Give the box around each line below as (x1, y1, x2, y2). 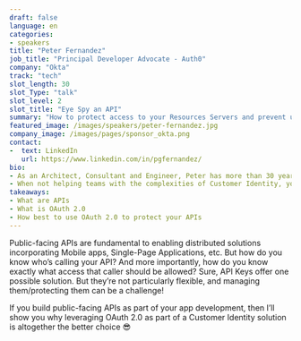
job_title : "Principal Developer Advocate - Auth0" (9, 55, 206, 64)
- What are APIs (9, 196, 70, 206)
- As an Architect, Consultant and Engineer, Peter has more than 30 (9, 171, 275, 180)
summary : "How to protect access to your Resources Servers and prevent (9, 113, 287, 122)
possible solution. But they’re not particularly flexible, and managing (9, 275, 261, 286)
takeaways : (9, 188, 50, 197)
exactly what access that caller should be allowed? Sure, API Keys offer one (9, 266, 289, 277)
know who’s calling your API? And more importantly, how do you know (9, 256, 269, 267)
